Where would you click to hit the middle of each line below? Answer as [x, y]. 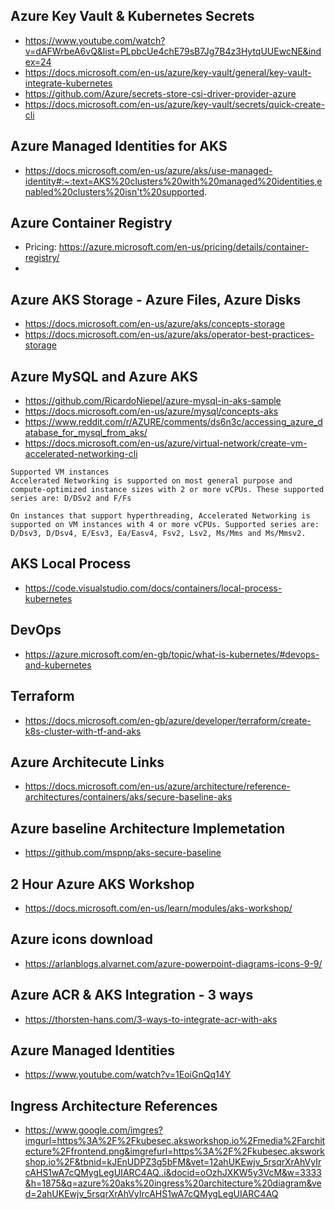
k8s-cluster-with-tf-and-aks [83, 731]
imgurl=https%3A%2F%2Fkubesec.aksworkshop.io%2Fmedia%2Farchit [175, 1141]
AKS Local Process [71, 564]
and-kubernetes [58, 665]
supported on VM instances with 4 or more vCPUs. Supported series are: [165, 525]
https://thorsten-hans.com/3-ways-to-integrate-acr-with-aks [151, 1019]
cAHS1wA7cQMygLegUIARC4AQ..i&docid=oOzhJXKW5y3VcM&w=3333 [173, 1173]
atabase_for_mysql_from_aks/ [86, 433]
